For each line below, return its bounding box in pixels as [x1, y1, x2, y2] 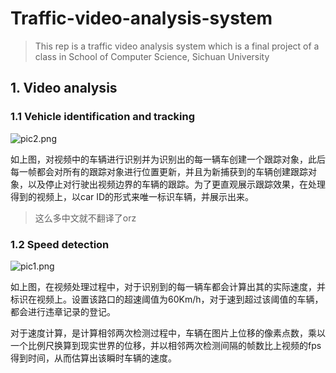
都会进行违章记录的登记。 [10, 305, 116, 317]
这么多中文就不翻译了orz [34, 212, 137, 224]
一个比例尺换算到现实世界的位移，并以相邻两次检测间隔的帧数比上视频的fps [10, 339, 322, 351]
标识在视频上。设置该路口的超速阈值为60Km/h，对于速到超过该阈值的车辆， [10, 293, 324, 305]
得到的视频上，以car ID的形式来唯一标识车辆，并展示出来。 [10, 190, 255, 202]
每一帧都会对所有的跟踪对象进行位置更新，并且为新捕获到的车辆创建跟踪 [10, 165, 308, 177]
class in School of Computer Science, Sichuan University [34, 50, 270, 62]
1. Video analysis [10, 80, 118, 97]
